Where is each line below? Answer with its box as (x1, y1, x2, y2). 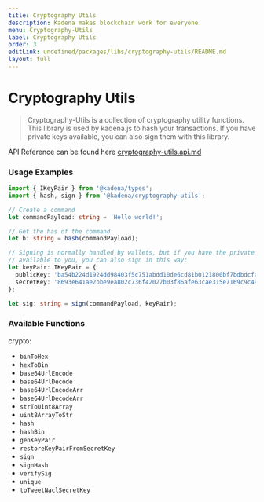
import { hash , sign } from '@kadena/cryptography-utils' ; (8, 192, 206, 200)
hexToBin (19, 361, 49, 369)
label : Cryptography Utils (8, 33, 97, 42)
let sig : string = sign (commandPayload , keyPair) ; (8, 299, 178, 307)
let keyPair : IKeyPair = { (8, 264, 97, 272)
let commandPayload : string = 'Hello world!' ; (8, 213, 163, 221)
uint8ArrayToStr (19, 411, 73, 419)
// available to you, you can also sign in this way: (8, 256, 189, 264)
